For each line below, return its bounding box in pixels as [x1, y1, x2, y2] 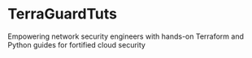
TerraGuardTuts [7, 5, 117, 23]
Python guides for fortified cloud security [7, 39, 146, 49]
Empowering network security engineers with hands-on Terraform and [7, 31, 245, 41]
